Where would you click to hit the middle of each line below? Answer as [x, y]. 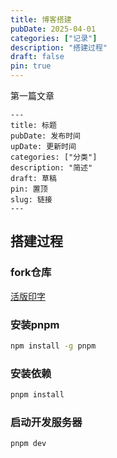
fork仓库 [31, 273]
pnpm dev [28, 444]
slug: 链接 [31, 200]
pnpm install [37, 395]
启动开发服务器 [46, 422]
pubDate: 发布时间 [45, 136]
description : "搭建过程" [59, 47]
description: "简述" [51, 168]
